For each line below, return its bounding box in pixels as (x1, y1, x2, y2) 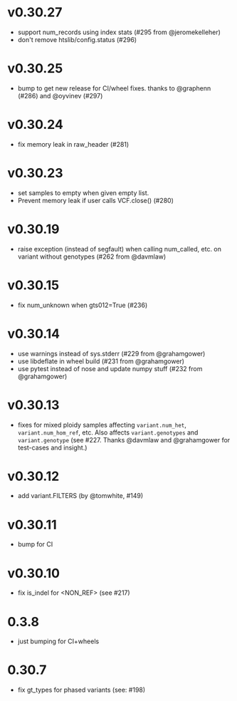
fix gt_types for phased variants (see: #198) (17, 685, 146, 695)
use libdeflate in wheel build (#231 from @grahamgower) (17, 357, 185, 365)
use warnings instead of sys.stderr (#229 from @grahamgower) (17, 349, 206, 358)
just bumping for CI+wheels (17, 637, 100, 645)
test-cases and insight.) (17, 443, 88, 452)
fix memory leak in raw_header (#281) (17, 140, 130, 148)
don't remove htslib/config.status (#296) (17, 35, 137, 43)
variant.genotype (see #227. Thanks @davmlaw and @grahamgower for (17, 435, 231, 444)
